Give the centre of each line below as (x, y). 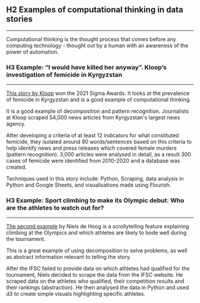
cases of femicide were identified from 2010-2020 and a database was (93, 161)
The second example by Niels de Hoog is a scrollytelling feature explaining (98, 227)
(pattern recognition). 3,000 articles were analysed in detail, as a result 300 (99, 154)
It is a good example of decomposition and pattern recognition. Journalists (98, 111)
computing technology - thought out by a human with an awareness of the (97, 45)
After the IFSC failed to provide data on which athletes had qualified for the (98, 268)
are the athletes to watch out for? (55, 208)
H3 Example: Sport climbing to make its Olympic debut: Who (95, 200)
